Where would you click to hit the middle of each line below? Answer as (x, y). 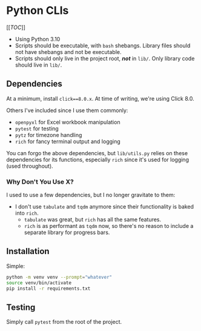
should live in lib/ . (38, 65)
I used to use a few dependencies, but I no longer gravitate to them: (91, 195)
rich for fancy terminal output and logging (68, 141)
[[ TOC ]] (16, 27)
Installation (28, 251)
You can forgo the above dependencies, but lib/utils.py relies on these (97, 153)
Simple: (16, 266)
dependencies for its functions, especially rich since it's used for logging (98, 159)
